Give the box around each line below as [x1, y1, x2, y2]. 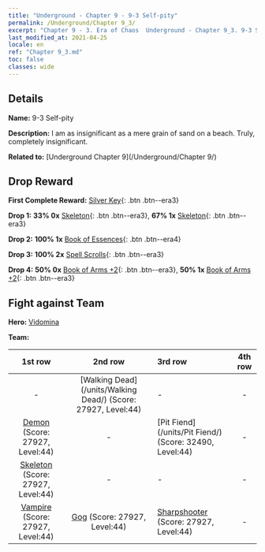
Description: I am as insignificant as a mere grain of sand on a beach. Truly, [8, 128, 256, 138]
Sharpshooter [157, 506, 208, 517]
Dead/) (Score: [81, 394, 136, 405]
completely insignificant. [8, 136, 88, 146]
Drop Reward [8, 174, 73, 188]
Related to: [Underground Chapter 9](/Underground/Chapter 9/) [8, 151, 217, 162]
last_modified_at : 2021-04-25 [8, 33, 108, 42]
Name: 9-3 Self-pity [8, 113, 74, 122]
